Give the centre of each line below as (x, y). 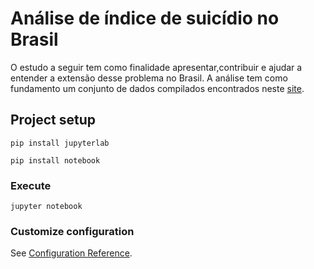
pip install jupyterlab (60, 143)
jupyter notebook (46, 207)
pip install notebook (55, 160)
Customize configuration (72, 231)
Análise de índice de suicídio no (145, 18)
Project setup (53, 120)
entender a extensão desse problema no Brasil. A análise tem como (149, 78)
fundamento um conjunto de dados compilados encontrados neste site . (157, 88)
